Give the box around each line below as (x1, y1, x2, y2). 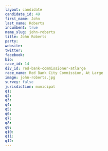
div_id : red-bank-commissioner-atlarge (5, 66, 86, 71)
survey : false (5, 79, 34, 84)
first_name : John (5, 16, 40, 21)
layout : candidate (5, 7, 42, 12)
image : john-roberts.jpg (5, 75, 55, 80)
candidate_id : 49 (5, 12, 40, 17)
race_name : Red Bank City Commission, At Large (5, 71, 104, 75)
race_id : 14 (5, 61, 29, 66)
